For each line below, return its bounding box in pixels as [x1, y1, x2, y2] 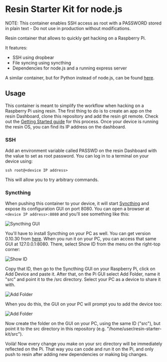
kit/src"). [5, 331, 23, 337]
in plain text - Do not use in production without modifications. [5, 25, 131, 31]
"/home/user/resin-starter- [107, 326, 162, 332]
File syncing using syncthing [12, 59, 71, 65]
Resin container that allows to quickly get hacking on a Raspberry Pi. [5, 35, 146, 41]
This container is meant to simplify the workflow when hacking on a [5, 102, 144, 108]
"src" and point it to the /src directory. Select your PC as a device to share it [5, 276, 161, 282]
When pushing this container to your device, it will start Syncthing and [5, 200, 150, 206]
